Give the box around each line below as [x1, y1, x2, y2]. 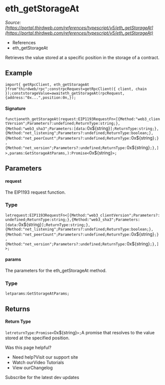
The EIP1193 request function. [5, 189, 66, 195]
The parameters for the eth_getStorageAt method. [5, 268, 107, 274]
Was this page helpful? [5, 344, 52, 350]
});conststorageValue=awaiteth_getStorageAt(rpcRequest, [5, 90, 125, 96]
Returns [5, 305, 31, 313]
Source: [5, 19, 21, 25]
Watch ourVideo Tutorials [12, 359, 64, 365]
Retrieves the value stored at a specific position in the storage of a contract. [5, 54, 160, 60]
